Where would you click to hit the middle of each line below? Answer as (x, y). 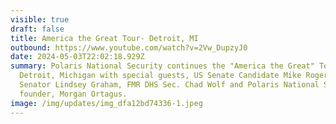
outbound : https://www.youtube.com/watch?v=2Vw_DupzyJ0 (129, 47)
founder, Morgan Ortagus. (73, 94)
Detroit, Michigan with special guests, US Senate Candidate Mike (160, 76)
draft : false (37, 29)
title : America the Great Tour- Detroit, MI (104, 38)
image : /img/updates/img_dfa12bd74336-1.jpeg (106, 103)
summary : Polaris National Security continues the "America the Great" (162, 66)
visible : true (40, 19)
